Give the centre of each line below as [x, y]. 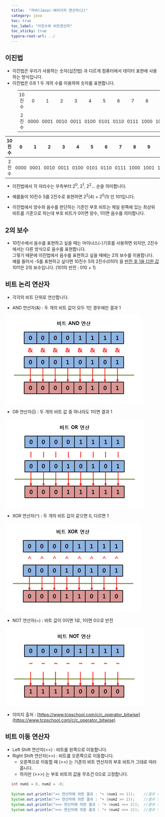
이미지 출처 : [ [26, 714]
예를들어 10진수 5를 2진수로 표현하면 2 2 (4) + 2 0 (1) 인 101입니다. [73, 196]
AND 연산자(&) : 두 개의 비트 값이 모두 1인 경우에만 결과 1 [67, 307]
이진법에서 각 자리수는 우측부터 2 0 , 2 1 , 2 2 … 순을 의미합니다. [69, 186]
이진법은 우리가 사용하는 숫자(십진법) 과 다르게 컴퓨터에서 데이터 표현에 [80, 71]
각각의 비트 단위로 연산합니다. [41, 297]
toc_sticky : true [29, 31]
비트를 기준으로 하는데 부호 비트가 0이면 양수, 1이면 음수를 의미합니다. [79, 213]
